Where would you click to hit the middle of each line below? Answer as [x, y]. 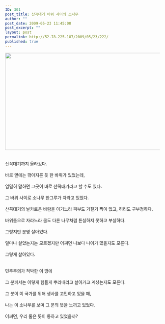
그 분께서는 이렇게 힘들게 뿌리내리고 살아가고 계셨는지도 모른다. [66, 282]
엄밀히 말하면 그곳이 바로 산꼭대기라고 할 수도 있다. [54, 186]
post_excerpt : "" [23, 28]
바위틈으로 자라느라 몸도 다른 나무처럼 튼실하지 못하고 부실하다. [66, 220]
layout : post [18, 32]
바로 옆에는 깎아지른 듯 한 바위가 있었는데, [45, 175]
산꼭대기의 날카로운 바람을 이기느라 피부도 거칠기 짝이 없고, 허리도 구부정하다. [79, 209]
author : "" [16, 19]
